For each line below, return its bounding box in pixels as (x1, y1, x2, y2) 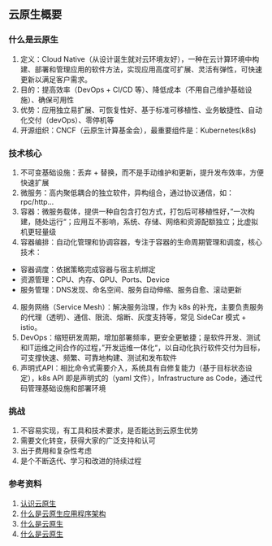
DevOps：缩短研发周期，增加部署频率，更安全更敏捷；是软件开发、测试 (19, 332, 261, 342)
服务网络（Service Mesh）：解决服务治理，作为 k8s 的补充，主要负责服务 (19, 301, 264, 311)
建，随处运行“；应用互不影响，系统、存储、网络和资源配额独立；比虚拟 (19, 216, 258, 226)
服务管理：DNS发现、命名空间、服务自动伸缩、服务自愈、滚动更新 (19, 284, 242, 294)
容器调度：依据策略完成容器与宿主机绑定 (19, 264, 156, 274)
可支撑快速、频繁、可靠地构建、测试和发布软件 (19, 353, 177, 362)
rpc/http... (19, 197, 54, 206)
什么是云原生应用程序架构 (19, 509, 106, 518)
